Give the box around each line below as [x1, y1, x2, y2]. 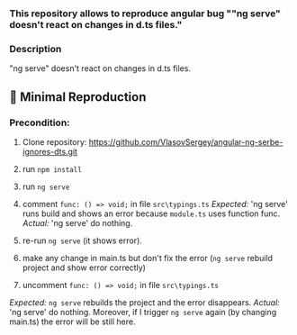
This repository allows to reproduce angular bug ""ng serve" [9, 7, 281, 20]
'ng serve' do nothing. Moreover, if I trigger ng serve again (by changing [9, 306, 277, 317]
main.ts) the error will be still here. [9, 316, 136, 327]
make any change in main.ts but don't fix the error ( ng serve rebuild [22, 252, 273, 263]
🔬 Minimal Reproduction [9, 89, 147, 104]
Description [9, 42, 62, 55]
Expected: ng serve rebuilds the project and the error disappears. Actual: [9, 296, 281, 308]
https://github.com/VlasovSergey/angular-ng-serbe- [88, 136, 283, 147]
